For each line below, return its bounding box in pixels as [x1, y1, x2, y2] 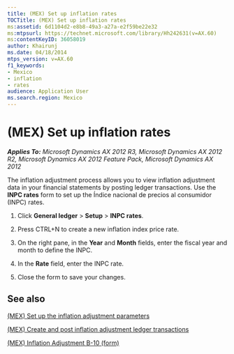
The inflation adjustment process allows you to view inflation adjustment [7, 176, 215, 184]
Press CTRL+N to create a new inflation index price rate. [17, 224, 180, 233]
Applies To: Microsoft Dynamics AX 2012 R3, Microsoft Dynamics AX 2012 [7, 147, 223, 155]
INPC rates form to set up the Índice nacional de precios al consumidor [7, 190, 212, 199]
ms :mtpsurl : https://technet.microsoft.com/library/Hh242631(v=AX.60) [7, 29, 217, 37]
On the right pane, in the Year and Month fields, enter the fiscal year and [17, 238, 228, 247]
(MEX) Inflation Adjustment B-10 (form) [7, 339, 120, 347]
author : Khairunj [7, 43, 58, 49]
